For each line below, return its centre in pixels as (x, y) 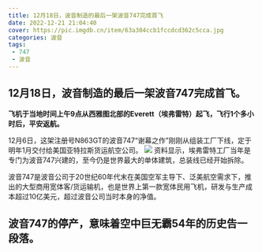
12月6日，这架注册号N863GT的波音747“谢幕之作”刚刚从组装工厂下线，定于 (130, 140)
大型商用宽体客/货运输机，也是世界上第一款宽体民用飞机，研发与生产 (134, 187)
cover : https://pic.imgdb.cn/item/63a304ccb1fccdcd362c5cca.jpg (116, 30)
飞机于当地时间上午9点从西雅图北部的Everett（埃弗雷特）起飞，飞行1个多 (127, 113)
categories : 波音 (36, 37)
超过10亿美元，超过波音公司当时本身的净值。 (88, 196)
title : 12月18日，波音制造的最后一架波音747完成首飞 (86, 15)
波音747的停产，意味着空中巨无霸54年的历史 (118, 224)
